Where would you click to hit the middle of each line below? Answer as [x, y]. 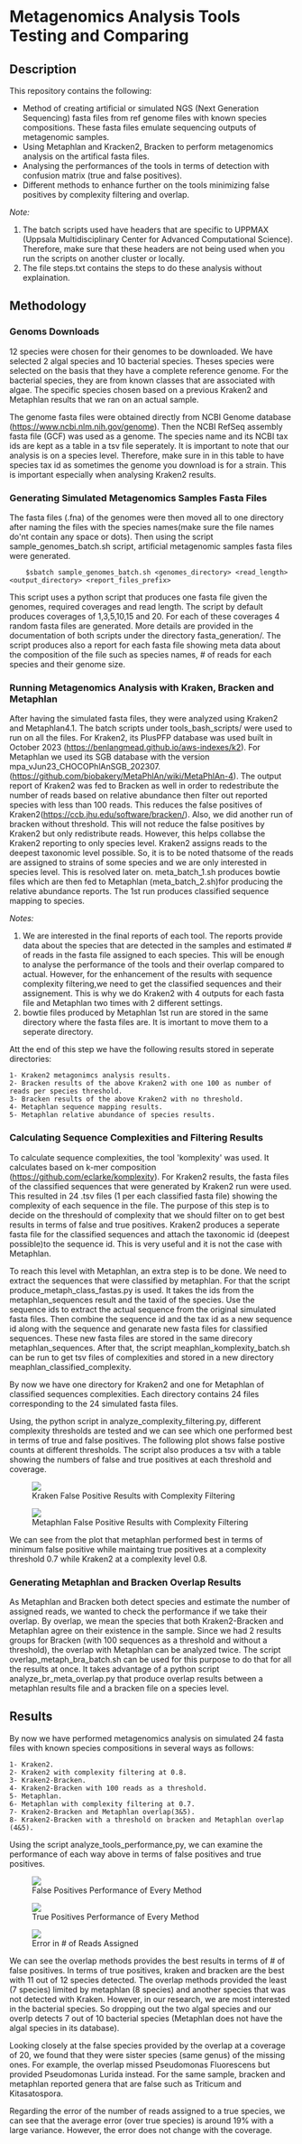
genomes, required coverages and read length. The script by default [136, 606]
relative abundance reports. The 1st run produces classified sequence [139, 891]
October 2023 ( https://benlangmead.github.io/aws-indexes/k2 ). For [135, 748]
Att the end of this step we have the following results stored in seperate [142, 1049]
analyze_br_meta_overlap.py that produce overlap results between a [136, 1678]
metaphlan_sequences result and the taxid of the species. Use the [132, 1300]
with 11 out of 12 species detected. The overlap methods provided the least [148, 1980]
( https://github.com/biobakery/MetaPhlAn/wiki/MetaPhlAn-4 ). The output [146, 776]
